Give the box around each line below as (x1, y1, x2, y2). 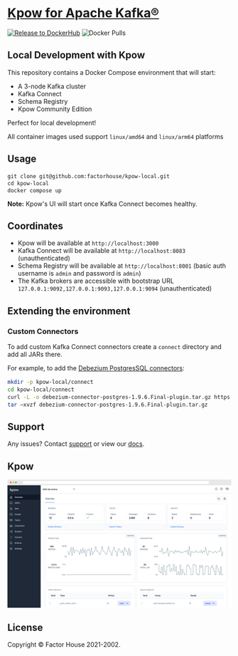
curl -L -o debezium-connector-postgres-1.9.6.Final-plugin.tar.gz (7, 393, 212, 400)
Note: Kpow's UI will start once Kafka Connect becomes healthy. (7, 199, 198, 208)
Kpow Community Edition (17, 105, 92, 113)
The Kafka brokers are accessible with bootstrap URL (17, 276, 174, 286)
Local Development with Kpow (7, 49, 146, 61)
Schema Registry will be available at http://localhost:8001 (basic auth (17, 261, 226, 270)
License (7, 622, 43, 634)
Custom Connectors (7, 326, 79, 336)
